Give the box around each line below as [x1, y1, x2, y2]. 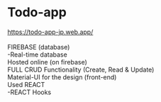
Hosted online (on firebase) [7, 57, 87, 66]
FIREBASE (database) [7, 42, 70, 51]
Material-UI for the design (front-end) [7, 72, 117, 81]
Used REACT [7, 80, 45, 89]
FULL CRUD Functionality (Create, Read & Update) [7, 65, 155, 74]
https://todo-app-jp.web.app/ [7, 28, 94, 36]
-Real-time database [7, 50, 67, 59]
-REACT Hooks [7, 88, 52, 96]
